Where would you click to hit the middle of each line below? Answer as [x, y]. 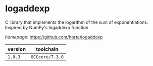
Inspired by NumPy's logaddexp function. [48, 27]
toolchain [47, 49]
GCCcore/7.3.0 [47, 57]
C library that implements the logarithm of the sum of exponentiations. [77, 22]
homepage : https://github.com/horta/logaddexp [54, 37]
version [17, 49]
